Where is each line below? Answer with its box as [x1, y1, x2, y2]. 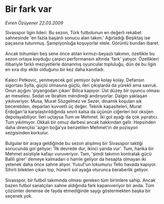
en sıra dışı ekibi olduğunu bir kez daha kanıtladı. [5, 66, 105, 72]
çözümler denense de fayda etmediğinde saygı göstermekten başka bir [5, 188, 151, 194]
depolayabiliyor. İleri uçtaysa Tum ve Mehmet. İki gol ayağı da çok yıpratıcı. [5, 114, 159, 120]
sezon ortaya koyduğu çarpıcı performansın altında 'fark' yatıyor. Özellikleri [5, 56, 159, 62]
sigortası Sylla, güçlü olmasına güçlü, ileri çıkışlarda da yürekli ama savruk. [5, 82, 158, 88]
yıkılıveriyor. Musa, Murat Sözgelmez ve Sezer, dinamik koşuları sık [5, 98, 142, 104]
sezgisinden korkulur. [5, 130, 49, 136]
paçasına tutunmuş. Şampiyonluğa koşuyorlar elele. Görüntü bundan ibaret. [5, 40, 160, 46]
